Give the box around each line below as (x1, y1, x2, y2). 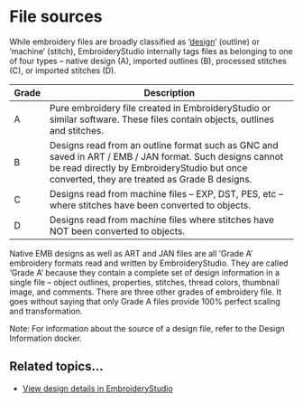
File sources (9, 6, 103, 27)
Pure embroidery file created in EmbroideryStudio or (49, 101, 271, 114)
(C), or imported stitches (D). (9, 65, 117, 76)
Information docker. (9, 333, 83, 343)
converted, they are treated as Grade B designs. (49, 173, 252, 185)
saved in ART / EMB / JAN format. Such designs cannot (49, 150, 284, 163)
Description (143, 86, 196, 98)
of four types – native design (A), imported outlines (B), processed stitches (9, 55, 287, 66)
